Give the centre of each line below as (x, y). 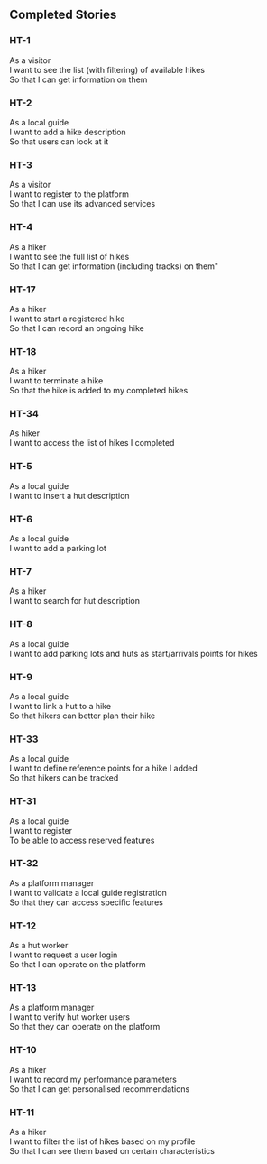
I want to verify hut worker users (70, 1017)
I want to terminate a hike (56, 381)
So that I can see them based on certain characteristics (112, 1151)
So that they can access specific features (87, 902)
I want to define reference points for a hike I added (104, 768)
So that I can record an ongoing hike (77, 328)
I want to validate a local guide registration (88, 892)
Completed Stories (63, 15)
